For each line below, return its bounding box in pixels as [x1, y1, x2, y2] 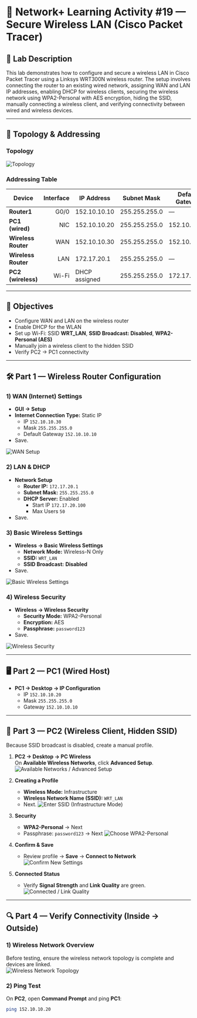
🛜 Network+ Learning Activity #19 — [6, 5, 186, 19]
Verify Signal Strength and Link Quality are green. [23, 882, 146, 889]
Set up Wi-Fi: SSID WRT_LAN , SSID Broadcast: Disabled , [14, 330, 154, 337]
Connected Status [14, 870, 60, 877]
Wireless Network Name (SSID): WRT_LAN [23, 794, 123, 801]
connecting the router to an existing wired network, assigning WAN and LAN [6, 82, 191, 89]
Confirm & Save [14, 841, 54, 848]
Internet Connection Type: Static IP [14, 412, 102, 419]
